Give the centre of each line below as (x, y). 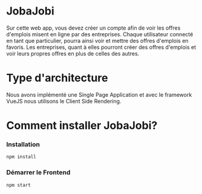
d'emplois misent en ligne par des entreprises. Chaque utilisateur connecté (100, 34)
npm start (19, 185)
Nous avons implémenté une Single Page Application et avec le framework (99, 94)
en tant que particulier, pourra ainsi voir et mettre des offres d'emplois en (97, 40)
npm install (21, 157)
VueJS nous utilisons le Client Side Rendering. (64, 101)
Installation (23, 144)
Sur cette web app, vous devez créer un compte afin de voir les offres (93, 28)
